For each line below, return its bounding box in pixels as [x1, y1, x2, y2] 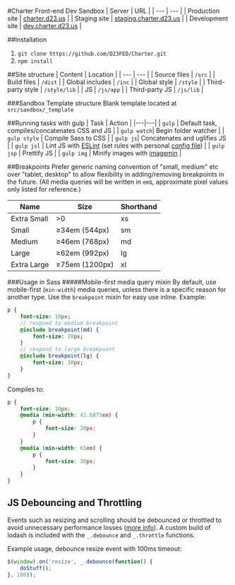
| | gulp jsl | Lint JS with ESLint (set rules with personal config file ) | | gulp [7, 141, 225, 150]
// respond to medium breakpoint [20, 319, 119, 326]
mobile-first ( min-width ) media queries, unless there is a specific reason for [7, 285, 227, 293]
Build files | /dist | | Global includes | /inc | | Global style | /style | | [7, 78, 206, 86]
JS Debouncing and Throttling [7, 497, 143, 509]
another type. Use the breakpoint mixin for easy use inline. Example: [7, 293, 207, 301]
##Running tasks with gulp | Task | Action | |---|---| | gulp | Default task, [7, 119, 217, 127]
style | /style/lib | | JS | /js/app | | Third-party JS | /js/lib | [24, 85, 204, 93]
